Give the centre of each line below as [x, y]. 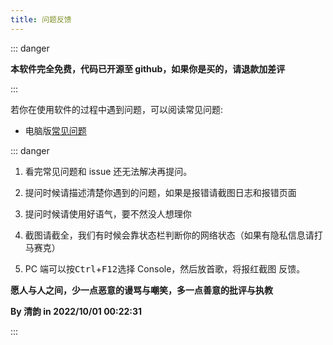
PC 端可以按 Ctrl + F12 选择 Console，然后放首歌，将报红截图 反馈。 [165, 268]
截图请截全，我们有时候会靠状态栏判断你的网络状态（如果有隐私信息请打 [173, 235]
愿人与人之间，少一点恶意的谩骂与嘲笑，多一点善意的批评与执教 [141, 290]
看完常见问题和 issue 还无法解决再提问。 [108, 171]
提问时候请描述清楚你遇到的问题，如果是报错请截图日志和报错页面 [160, 192]
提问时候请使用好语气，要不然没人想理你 [108, 213]
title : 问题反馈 [41, 19]
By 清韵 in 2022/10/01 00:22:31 [76, 311]
